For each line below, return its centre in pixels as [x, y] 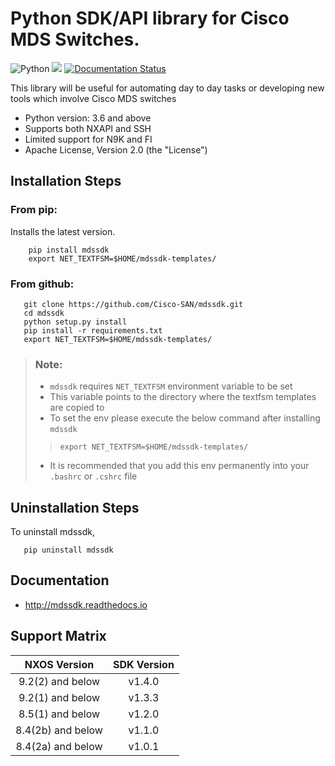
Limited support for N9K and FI [88, 139]
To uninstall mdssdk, [53, 532]
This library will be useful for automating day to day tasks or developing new [167, 88]
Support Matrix [58, 636]
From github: [42, 284]
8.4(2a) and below [59, 746]
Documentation [60, 580]
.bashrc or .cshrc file [93, 476]
